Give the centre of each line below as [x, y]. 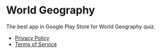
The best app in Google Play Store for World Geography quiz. [81, 26]
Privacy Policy [32, 38]
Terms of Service [36, 44]
